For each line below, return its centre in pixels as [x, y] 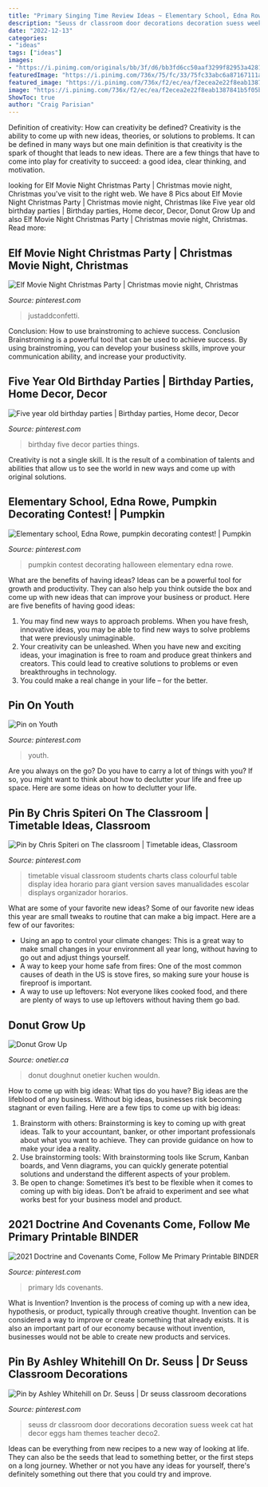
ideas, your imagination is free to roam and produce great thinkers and [136, 655]
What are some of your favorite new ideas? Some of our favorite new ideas [131, 908]
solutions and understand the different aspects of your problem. [125, 1174]
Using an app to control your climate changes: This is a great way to [132, 941]
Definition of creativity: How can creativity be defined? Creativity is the [125, 128]
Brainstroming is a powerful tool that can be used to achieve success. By [128, 339]
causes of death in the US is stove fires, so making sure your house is [134, 974]
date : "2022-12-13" [41, 30]
